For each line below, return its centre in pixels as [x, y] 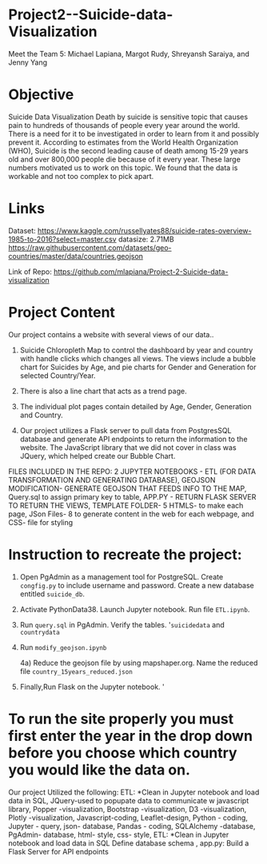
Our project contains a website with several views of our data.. [111, 334]
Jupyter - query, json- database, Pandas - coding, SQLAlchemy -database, [132, 826]
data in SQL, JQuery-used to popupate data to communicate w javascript [129, 800]
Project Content [62, 313]
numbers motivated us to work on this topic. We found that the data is [123, 167]
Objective [41, 95]
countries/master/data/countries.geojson [76, 256]
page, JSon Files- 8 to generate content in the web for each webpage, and [131, 514]
